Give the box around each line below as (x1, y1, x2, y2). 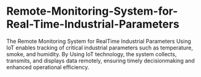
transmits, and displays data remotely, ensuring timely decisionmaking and (6, 57, 195, 64)
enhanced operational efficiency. (6, 63, 89, 71)
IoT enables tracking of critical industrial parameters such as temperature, (6, 44, 193, 51)
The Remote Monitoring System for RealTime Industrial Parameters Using (6, 37, 191, 45)
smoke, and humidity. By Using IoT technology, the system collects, (6, 50, 177, 57)
